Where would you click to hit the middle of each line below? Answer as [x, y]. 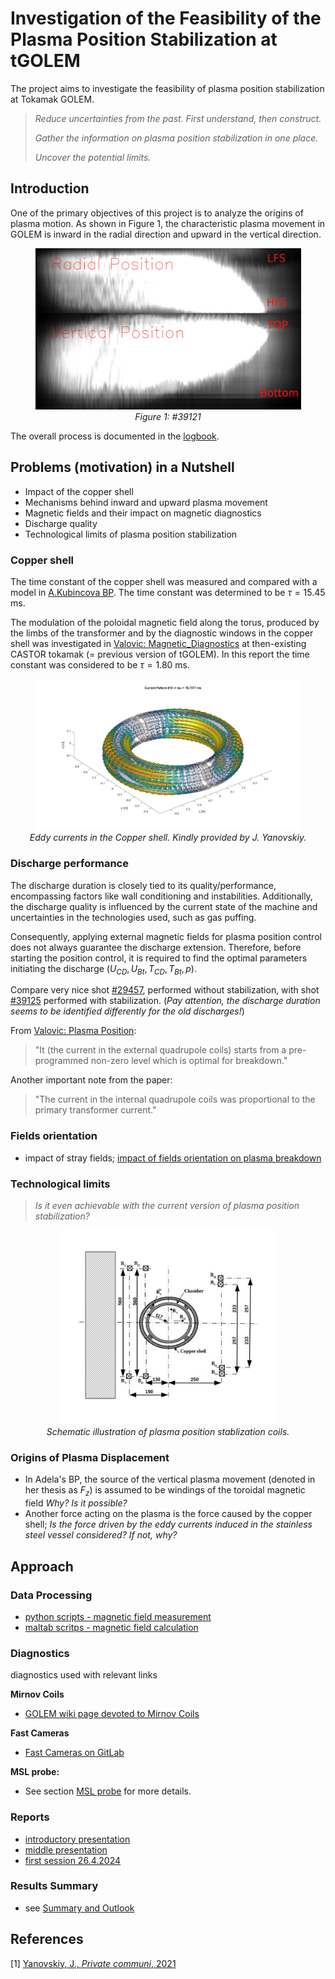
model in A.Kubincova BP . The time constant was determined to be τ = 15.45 [168, 592]
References [47, 1939]
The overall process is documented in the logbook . [115, 436]
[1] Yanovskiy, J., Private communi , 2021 [93, 1963]
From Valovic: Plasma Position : [73, 1031]
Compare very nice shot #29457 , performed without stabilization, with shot [165, 990]
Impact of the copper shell [79, 491]
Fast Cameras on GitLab [74, 1753]
